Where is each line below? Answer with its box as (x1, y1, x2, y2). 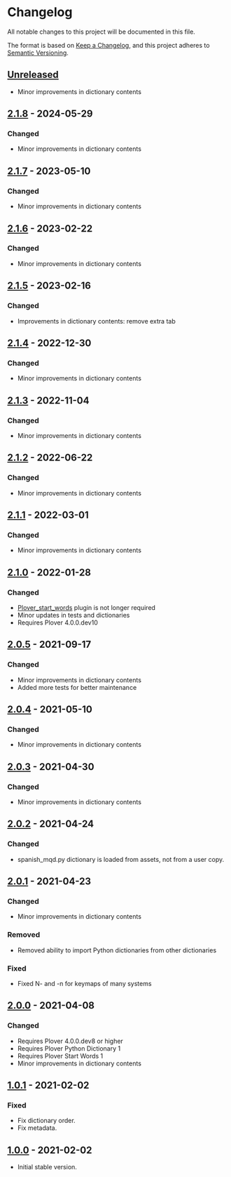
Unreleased (7, 69, 59, 81)
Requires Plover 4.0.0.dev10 (17, 618, 98, 627)
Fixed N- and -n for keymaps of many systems (17, 979, 152, 988)
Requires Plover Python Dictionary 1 (17, 1044, 121, 1053)
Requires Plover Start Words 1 (17, 1051, 104, 1060)
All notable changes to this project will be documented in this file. (7, 27, 196, 36)
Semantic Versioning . (7, 48, 69, 57)
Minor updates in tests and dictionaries (17, 611, 130, 619)
